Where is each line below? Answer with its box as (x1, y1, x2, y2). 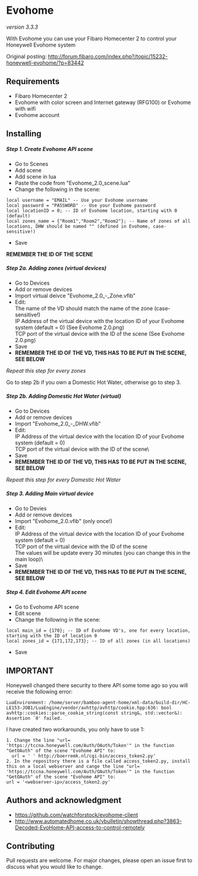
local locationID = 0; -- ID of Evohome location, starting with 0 (6, 208, 178, 214)
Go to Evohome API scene (14, 603, 79, 610)
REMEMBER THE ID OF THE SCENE (6, 251, 94, 258)
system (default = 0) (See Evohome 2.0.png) (14, 324, 125, 331)
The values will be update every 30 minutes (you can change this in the (14, 549, 191, 557)
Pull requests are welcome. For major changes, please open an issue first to (6, 857, 193, 864)
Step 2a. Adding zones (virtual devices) (6, 264, 107, 272)
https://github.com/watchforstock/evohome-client (14, 811, 138, 818)
